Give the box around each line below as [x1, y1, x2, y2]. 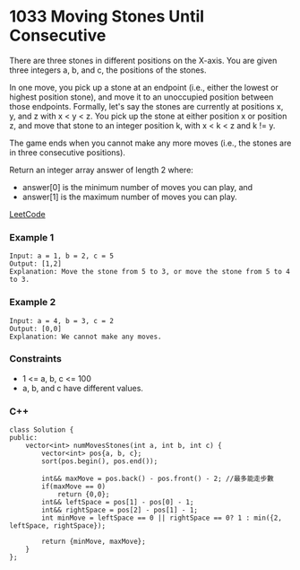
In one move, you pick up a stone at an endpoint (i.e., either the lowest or [9, 82, 279, 92]
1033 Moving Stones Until [9, 6, 204, 27]
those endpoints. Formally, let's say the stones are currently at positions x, [9, 101, 284, 111]
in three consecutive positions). [9, 146, 125, 158]
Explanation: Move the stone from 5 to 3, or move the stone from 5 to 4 [9, 267, 291, 276]
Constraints [9, 353, 63, 365]
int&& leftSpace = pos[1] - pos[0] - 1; [41, 498, 194, 507]
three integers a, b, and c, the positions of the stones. [9, 65, 207, 75]
